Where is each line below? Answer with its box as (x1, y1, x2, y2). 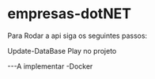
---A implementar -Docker (7, 61, 93, 71)
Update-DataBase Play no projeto (7, 46, 117, 55)
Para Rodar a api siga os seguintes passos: (7, 31, 148, 40)
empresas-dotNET (7, 5, 132, 23)
